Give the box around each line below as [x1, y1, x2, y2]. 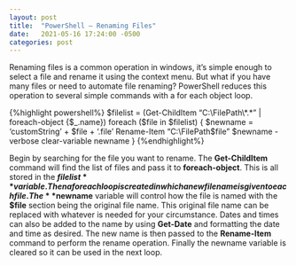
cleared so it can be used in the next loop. [9, 247, 163, 258]
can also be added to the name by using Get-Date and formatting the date [9, 219, 281, 230]
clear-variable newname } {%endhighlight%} [41, 136, 206, 146]
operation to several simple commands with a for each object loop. [9, 90, 253, 101]
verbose [9, 136, 40, 146]
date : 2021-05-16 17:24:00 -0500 [9, 29, 141, 38]
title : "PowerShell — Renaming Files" [9, 21, 157, 30]
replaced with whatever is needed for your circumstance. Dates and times [9, 209, 279, 220]
